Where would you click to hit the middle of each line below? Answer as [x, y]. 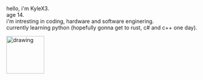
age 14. [15, 15]
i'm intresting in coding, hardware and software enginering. [80, 21]
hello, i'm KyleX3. [28, 8]
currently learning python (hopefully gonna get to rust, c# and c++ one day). [102, 28]
